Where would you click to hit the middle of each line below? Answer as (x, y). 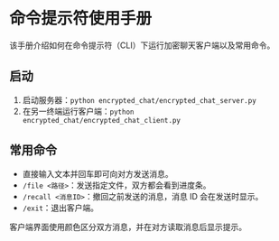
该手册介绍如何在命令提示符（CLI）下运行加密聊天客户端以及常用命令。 (142, 45)
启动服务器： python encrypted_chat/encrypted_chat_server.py (139, 99)
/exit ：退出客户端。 (60, 208)
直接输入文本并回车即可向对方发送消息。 (98, 173)
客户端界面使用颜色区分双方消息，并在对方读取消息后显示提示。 (128, 227)
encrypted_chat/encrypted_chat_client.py (101, 120)
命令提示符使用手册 (81, 19)
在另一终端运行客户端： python (78, 111)
